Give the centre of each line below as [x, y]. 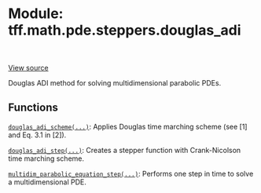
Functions [33, 108]
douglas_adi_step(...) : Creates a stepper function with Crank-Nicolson [125, 150]
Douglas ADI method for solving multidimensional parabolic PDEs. [115, 82]
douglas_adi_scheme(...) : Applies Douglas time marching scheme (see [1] [128, 126]
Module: [36, 14]
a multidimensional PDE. [47, 182]
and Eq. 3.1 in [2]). [37, 135]
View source [28, 67]
